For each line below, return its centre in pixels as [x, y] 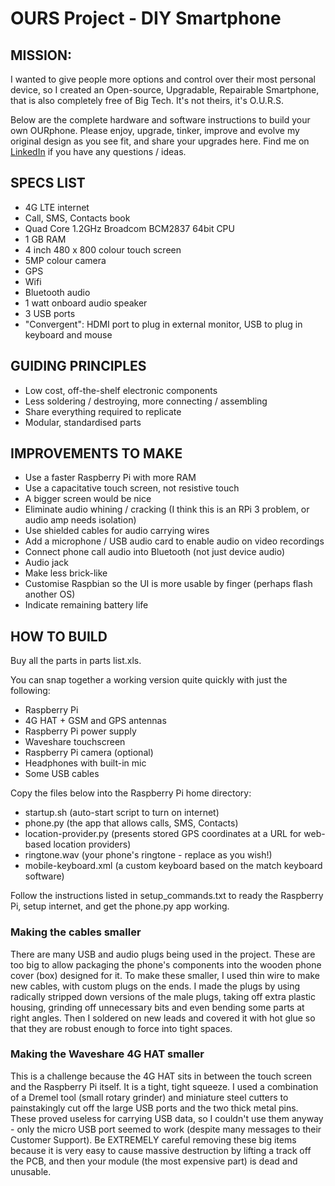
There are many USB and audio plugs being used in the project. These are [163, 954]
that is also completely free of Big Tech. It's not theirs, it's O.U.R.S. [147, 100]
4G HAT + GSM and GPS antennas [95, 721]
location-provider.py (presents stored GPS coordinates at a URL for [163, 834]
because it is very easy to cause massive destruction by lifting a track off [161, 1150]
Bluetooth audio [57, 292]
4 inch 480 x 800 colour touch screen [103, 249]
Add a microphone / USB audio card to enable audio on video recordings [174, 541]
